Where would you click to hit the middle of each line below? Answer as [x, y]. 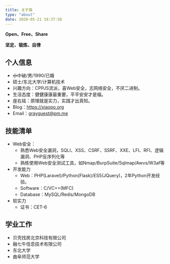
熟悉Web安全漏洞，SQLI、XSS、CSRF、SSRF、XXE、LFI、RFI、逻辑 [92, 150]
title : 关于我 [19, 10]
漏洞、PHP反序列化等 [42, 156]
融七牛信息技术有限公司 [37, 244]
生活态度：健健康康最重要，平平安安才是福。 [59, 94]
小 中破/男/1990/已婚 [33, 76]
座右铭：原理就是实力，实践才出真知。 [52, 101]
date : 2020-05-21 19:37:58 [34, 19]
